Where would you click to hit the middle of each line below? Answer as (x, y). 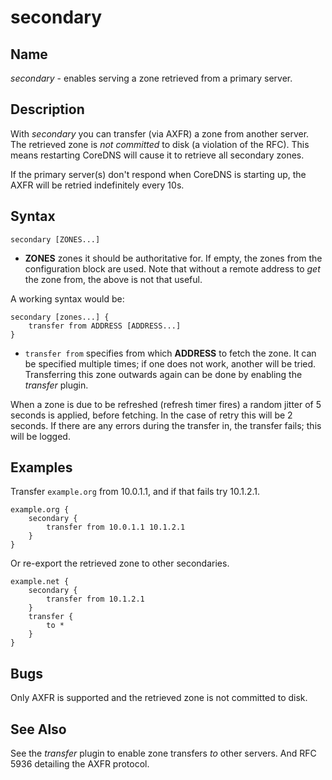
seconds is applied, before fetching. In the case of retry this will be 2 (151, 415)
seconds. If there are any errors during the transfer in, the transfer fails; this (166, 425)
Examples (41, 467)
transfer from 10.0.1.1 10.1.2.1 (116, 527)
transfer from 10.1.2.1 (95, 599)
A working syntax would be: (67, 298)
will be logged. (40, 436)
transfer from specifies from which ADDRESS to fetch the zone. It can (170, 353)
